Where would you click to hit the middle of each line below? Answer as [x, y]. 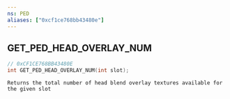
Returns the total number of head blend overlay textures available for [115, 83]
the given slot [29, 89]
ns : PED [18, 13]
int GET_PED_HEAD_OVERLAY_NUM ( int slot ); [68, 71]
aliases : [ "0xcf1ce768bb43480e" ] [56, 20]
